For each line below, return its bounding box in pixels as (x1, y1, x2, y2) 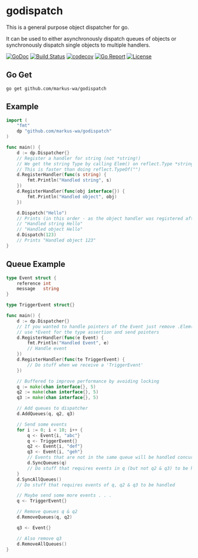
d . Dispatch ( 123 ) (16, 232, 57, 238)
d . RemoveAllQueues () (16, 541, 67, 547)
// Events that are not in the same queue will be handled (27, 455, 176, 461)
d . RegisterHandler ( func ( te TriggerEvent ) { (16, 357, 126, 363)
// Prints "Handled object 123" (16, 237, 96, 243)
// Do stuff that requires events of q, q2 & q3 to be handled (16, 482, 176, 488)
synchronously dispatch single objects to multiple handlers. (6, 41, 151, 48)
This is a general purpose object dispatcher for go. (6, 24, 130, 31)
